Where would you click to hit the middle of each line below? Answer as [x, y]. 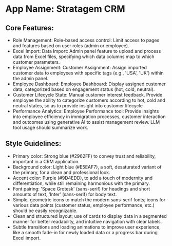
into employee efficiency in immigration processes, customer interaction [89, 117]
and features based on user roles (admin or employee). [71, 46]
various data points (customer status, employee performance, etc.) [84, 205]
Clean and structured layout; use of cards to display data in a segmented [90, 216]
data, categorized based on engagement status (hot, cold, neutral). [84, 89]
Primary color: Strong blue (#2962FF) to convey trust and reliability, [84, 156]
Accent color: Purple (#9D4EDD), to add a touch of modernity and [83, 178]
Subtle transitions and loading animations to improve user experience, [87, 227]
